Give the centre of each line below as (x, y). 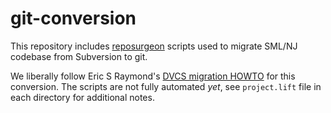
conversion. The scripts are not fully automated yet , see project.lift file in (166, 86)
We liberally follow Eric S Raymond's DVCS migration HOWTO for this (153, 76)
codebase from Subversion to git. (79, 56)
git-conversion (73, 18)
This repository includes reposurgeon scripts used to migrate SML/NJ (154, 46)
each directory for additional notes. (82, 97)
